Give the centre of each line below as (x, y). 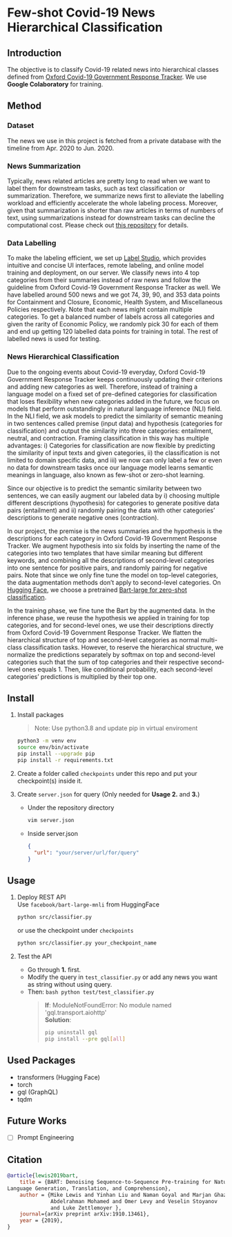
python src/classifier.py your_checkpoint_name (87, 943)
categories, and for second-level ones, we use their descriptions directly (110, 625)
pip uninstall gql (71, 1032)
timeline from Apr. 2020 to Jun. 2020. (61, 148)
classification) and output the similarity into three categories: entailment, (110, 431)
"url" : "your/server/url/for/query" (86, 853)
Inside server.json (52, 833)
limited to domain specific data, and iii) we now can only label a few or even (115, 460)
